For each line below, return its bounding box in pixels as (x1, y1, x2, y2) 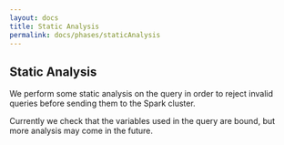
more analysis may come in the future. (9, 125, 153, 137)
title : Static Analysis (9, 22, 100, 31)
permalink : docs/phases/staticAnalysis (9, 30, 161, 39)
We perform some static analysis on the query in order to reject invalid (9, 88, 274, 99)
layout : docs (9, 13, 59, 23)
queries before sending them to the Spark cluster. (9, 98, 196, 109)
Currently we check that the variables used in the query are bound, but (9, 116, 276, 127)
